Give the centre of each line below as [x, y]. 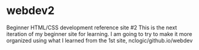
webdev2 [31, 11]
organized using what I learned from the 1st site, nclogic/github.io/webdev [100, 40]
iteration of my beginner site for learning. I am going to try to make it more [99, 34]
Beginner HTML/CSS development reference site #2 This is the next [92, 27]
